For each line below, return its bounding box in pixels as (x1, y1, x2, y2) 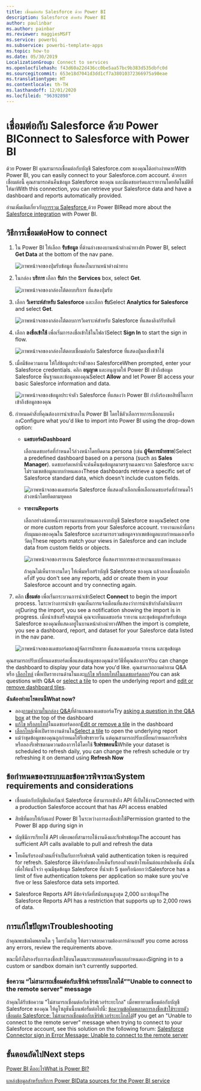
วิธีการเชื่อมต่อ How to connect (6, 228, 107, 238)
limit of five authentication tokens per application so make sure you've (14, 872, 189, 880)
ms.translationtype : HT (6, 76, 66, 82)
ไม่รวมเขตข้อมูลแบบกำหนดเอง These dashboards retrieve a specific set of (23, 467, 191, 475)
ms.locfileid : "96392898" (6, 93, 71, 99)
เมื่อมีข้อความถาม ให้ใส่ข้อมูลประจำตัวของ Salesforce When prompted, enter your (14, 359, 191, 366)
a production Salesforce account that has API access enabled (14, 804, 168, 811)
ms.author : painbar (6, 25, 55, 32)
